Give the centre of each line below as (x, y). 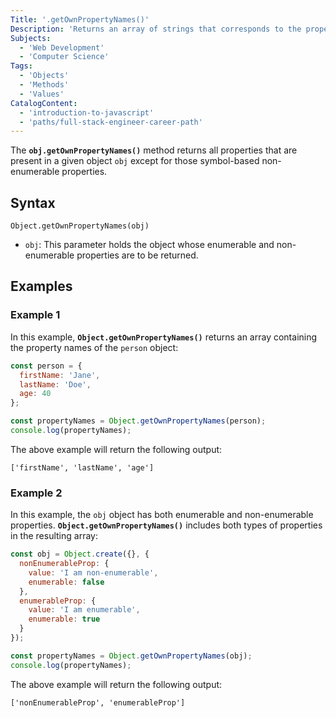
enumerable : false (66, 582)
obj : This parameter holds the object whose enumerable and (149, 245)
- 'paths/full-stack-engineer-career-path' (111, 122)
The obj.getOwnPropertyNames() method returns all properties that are (154, 150)
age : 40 (35, 394)
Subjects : (31, 38)
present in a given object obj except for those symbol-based (135, 161)
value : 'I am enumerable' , (84, 610)
